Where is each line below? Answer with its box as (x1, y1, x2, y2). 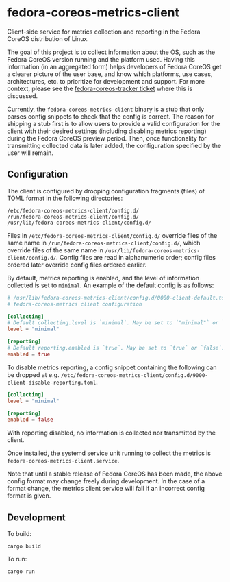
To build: (7, 530, 32, 538)
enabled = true (7, 351, 51, 358)
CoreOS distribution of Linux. (7, 34, 89, 43)
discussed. (7, 91, 38, 100)
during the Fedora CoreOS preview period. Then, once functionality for (7, 134, 207, 142)
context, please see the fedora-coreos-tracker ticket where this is (7, 84, 193, 93)
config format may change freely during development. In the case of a (7, 477, 205, 485)
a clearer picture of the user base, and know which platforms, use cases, (7, 70, 213, 78)
